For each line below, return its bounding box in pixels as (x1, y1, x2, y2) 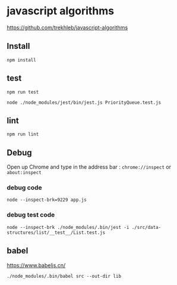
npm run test (7, 89, 39, 95)
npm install (7, 57, 36, 63)
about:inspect (7, 170, 42, 176)
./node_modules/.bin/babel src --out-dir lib (7, 273, 121, 279)
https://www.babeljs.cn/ (7, 261, 66, 269)
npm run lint (7, 131, 39, 138)
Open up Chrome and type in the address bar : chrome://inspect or (7, 163, 172, 171)
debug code (7, 184, 42, 192)
